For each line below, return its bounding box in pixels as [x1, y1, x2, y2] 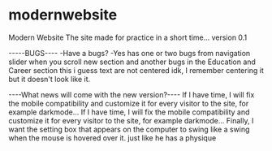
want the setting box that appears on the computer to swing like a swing [8, 124, 250, 134]
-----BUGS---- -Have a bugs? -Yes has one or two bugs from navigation [8, 48, 251, 58]
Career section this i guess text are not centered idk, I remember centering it [8, 65, 264, 75]
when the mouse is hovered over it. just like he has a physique [8, 132, 217, 143]
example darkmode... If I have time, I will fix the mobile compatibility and [8, 107, 250, 117]
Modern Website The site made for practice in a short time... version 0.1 [8, 32, 248, 42]
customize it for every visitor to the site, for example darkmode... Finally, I [8, 115, 254, 125]
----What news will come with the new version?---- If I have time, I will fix [8, 89, 255, 99]
